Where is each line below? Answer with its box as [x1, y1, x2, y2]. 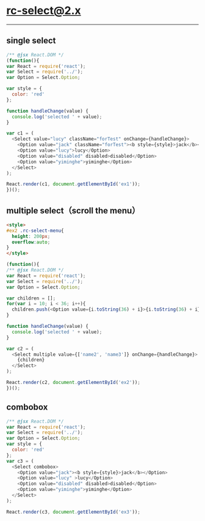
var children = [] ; [6, 295, 56, 301]
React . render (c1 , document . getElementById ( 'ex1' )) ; [6, 181, 140, 187]
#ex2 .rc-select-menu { [6, 227, 64, 234]
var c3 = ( [6, 458, 34, 464]
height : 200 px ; [12, 233, 51, 239]
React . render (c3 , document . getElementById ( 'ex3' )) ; [6, 509, 140, 515]
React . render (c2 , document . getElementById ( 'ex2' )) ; [6, 380, 140, 386]
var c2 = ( [6, 345, 34, 352]
